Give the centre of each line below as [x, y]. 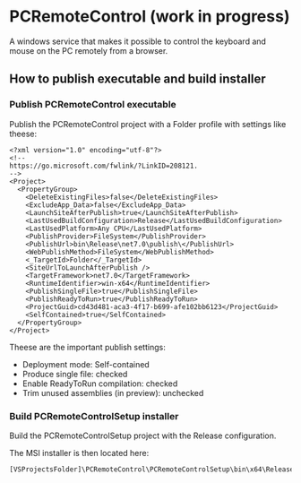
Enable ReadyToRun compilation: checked [100, 384]
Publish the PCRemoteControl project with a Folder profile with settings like [148, 124]
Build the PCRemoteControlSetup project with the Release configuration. [143, 436]
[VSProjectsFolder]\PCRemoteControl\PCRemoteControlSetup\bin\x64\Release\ [154, 469]
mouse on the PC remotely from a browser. [89, 50]
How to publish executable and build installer [138, 79]
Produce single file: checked [75, 374]
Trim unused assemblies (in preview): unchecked [113, 392]
